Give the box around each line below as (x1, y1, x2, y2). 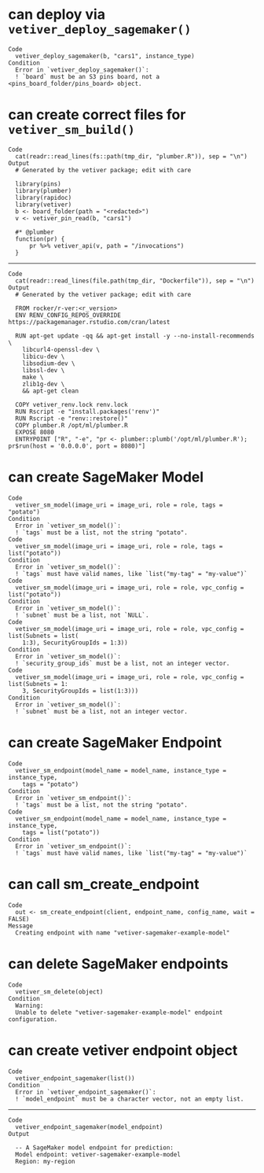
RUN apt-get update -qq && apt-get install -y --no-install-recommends (15, 332, 255, 340)
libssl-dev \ (22, 366, 65, 374)
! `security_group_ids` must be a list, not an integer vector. (15, 659, 230, 667)
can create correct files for (8, 106, 186, 124)
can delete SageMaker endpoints (8, 954, 229, 972)
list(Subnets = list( (8, 632, 79, 640)
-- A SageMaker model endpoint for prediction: (15, 1143, 174, 1152)
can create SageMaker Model (8, 468, 204, 486)
